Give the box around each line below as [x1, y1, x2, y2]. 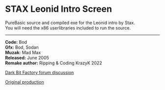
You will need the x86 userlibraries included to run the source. [5, 25, 131, 30]
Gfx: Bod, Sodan [5, 44, 39, 50]
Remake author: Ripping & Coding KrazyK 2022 [5, 60, 102, 66]
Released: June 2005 [5, 55, 49, 60]
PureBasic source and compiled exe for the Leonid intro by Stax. [5, 20, 135, 26]
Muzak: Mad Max [5, 49, 41, 55]
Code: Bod [5, 39, 27, 45]
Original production [5, 79, 44, 85]
